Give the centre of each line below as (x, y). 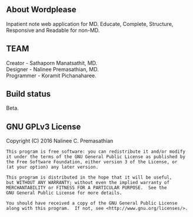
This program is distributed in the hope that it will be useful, (89, 177)
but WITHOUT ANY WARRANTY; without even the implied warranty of (88, 183)
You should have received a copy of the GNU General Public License (92, 203)
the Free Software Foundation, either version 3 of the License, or (92, 162)
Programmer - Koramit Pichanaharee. (51, 75)
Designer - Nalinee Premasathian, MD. (52, 69)
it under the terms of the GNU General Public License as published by (96, 157)
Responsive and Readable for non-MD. (53, 30)
